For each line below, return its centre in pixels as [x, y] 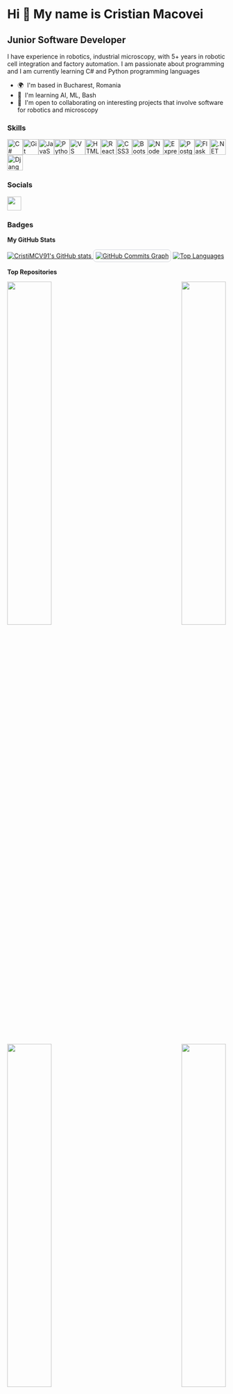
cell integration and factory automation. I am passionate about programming [116, 64]
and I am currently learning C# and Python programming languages [103, 71]
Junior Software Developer [67, 40]
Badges [20, 224]
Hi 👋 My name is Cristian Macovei [105, 14]
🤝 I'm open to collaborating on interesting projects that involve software [120, 102]
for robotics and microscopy [58, 110]
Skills [17, 128]
